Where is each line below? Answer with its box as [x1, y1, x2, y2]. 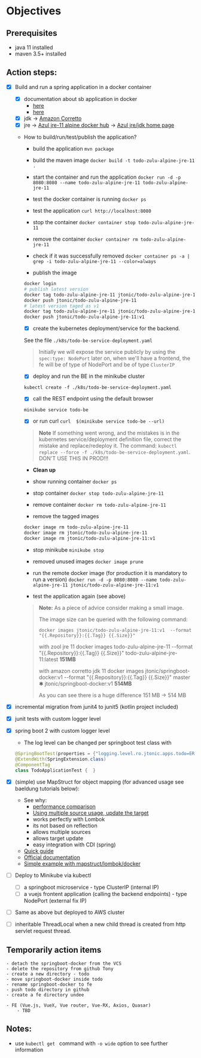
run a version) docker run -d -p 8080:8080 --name [32, 576, 157, 583]
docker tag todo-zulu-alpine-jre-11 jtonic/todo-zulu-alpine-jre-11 [23, 292, 199, 298]
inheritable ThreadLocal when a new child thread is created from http [14, 921, 186, 928]
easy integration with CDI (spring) [32, 841, 116, 848]
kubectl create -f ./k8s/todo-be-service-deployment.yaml [23, 384, 172, 391]
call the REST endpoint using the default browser [32, 395, 154, 402]
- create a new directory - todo [6, 971, 90, 977]
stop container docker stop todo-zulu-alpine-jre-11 [32, 490, 164, 497]
